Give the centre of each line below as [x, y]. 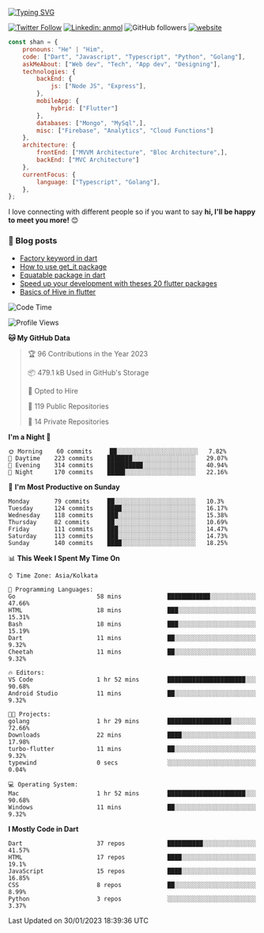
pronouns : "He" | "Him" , [63, 49]
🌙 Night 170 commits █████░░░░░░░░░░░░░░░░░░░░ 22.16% [118, 472]
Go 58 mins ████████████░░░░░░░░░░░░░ [132, 596]
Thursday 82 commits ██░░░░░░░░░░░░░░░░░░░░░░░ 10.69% [118, 522]
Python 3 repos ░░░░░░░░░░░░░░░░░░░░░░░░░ [132, 899]
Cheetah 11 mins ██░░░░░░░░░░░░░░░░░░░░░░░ [132, 652]
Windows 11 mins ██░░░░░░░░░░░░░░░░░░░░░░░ [132, 807]
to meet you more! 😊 [43, 220]
